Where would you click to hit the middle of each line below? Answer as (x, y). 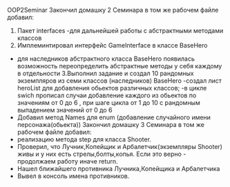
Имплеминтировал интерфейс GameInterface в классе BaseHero (112, 45)
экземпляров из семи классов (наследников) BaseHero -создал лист (119, 81)
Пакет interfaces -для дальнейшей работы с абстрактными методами (120, 31)
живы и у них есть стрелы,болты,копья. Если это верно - (102, 154)
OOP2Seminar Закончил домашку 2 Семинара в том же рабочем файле (113, 10)
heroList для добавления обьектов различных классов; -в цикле (112, 88)
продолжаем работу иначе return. (68, 161)
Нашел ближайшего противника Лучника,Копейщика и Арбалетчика (118, 169)
